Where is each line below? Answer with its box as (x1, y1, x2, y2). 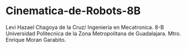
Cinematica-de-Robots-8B (5, 4, 141, 18)
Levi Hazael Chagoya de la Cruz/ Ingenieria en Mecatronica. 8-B (5, 24, 164, 31)
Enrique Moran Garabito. (5, 36, 66, 43)
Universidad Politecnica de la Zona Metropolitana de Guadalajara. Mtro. (5, 30, 182, 37)
